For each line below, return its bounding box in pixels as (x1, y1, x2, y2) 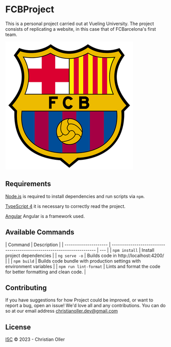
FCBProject (5, 4, 55, 15)
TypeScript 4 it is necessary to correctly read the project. (5, 203, 126, 209)
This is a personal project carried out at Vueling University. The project (5, 20, 154, 27)
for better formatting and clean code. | (5, 269, 86, 275)
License (5, 322, 31, 331)
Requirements (5, 180, 51, 188)
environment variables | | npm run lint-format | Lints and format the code (5, 263, 161, 269)
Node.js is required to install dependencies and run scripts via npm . (5, 193, 145, 199)
